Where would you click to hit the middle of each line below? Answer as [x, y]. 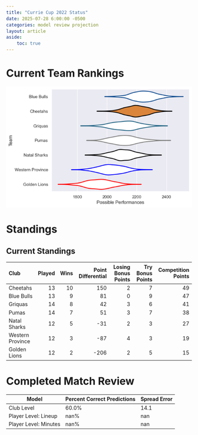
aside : [14, 37]
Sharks [17, 327]
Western [19, 335]
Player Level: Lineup [33, 416]
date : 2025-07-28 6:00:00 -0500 [46, 19]
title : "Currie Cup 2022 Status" [47, 12]
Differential [93, 276]
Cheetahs [20, 288]
